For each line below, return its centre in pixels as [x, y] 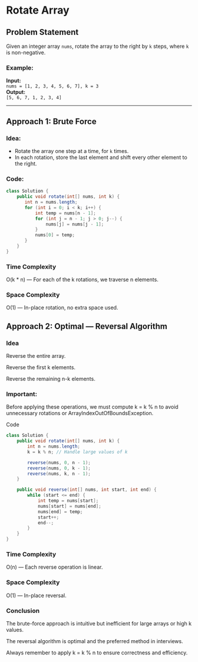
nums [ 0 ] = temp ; [55, 235]
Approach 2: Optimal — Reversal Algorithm [87, 326]
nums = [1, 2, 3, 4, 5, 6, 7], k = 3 [52, 86]
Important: [22, 394]
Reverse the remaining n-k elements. [51, 379]
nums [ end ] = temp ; [60, 511]
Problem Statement [42, 32]
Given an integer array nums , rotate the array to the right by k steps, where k [98, 46]
